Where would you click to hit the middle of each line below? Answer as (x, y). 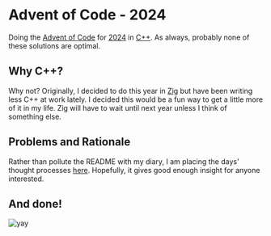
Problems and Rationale (70, 142)
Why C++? (36, 72)
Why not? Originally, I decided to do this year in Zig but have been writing (131, 91)
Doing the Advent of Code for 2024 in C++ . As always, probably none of (129, 37)
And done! (35, 204)
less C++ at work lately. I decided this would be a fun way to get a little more (136, 99)
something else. (35, 116)
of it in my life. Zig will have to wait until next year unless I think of (118, 107)
